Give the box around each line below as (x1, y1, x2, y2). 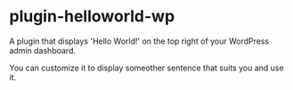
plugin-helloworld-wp (9, 6, 175, 27)
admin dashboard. (9, 45, 77, 55)
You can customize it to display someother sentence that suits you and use (9, 62, 284, 73)
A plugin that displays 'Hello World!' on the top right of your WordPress (9, 36, 270, 46)
